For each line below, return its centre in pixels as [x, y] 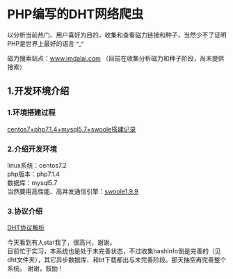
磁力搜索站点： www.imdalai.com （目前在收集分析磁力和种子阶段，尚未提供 [116, 58]
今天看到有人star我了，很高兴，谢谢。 [62, 242]
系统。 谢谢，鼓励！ [35, 269]
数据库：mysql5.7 [32, 182]
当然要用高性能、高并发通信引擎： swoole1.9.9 [73, 191]
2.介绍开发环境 [32, 149]
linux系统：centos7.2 [37, 165]
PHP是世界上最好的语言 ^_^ [46, 43]
